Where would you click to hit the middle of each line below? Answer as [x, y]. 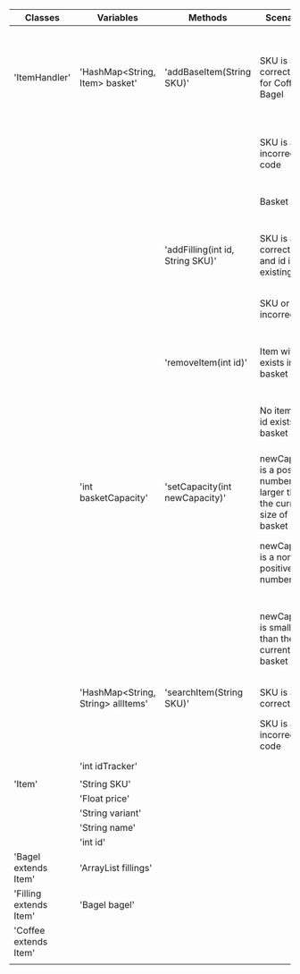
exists [272, 363]
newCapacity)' [196, 498]
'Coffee [29, 931]
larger [272, 492]
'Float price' [104, 798]
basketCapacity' [114, 498]
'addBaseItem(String [208, 72]
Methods [208, 17]
